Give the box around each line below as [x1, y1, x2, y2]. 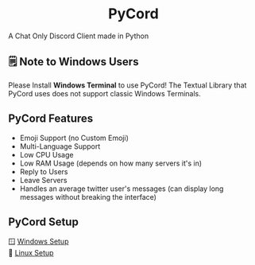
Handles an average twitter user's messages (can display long [19, 184, 224, 193]
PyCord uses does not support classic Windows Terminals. [8, 88, 201, 98]
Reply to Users [19, 166, 69, 176]
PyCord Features [8, 112, 94, 126]
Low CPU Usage [19, 150, 74, 159]
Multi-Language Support [19, 141, 101, 151]
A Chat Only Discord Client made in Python [8, 31, 149, 41]
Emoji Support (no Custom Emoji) [19, 133, 129, 142]
